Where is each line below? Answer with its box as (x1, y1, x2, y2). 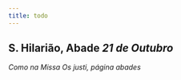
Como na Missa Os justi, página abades (8, 62, 142, 72)
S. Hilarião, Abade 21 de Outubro (8, 42, 174, 55)
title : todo (8, 11, 48, 20)
